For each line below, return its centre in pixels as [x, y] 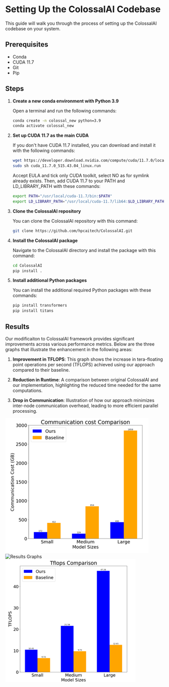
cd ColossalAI [27, 265]
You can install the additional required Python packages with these [82, 290]
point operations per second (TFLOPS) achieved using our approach [83, 364]
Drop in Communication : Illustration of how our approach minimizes [83, 400]
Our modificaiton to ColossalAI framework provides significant [70, 339]
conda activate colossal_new [43, 126]
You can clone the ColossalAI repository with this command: [75, 221]
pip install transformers [40, 306]
